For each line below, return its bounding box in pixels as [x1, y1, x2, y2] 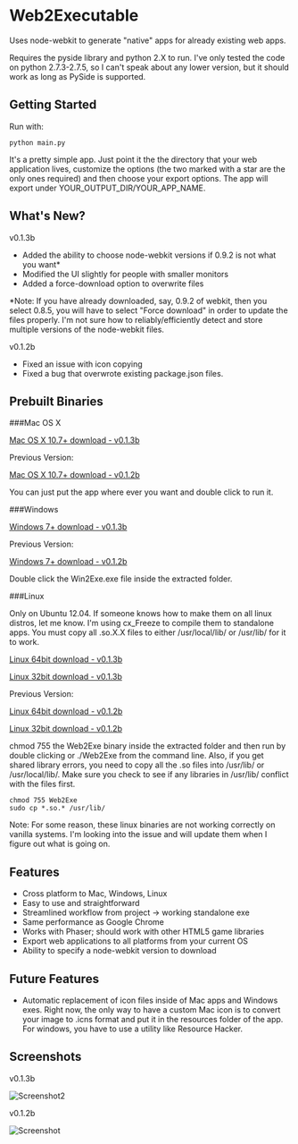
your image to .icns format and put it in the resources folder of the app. [21, 1014, 284, 1024]
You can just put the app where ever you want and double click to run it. [9, 487, 274, 497]
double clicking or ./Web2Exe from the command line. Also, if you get [9, 750, 265, 761]
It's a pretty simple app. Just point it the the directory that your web [9, 154, 258, 165]
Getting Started [9, 97, 97, 113]
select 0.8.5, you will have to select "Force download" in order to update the [9, 305, 288, 316]
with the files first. [9, 779, 76, 790]
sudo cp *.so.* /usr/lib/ [9, 804, 105, 813]
